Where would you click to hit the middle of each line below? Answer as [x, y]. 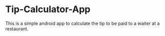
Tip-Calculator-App [48, 9]
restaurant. [17, 28]
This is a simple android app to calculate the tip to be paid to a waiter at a [82, 23]
